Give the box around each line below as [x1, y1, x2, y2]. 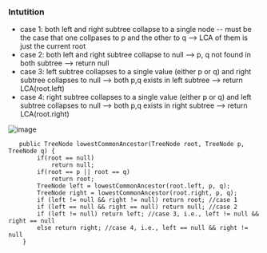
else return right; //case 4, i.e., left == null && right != [37, 224, 249, 232]
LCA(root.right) [19, 109, 70, 119]
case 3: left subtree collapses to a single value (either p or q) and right [19, 67, 252, 77]
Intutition [8, 6, 46, 18]
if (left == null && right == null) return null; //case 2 [37, 203, 238, 211]
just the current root [19, 42, 86, 51]
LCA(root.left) [19, 84, 66, 93]
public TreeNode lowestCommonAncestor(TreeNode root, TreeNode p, [18, 140, 245, 148]
